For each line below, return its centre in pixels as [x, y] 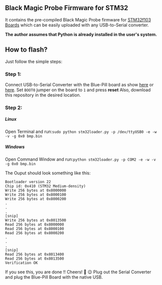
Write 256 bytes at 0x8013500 [36, 220]
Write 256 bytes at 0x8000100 [36, 194]
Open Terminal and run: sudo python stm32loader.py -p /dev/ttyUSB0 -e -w [81, 132]
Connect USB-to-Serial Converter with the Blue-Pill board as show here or [80, 84]
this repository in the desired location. [43, 95]
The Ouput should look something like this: [48, 173]
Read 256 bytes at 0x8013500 [35, 258]
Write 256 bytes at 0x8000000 [36, 190]
